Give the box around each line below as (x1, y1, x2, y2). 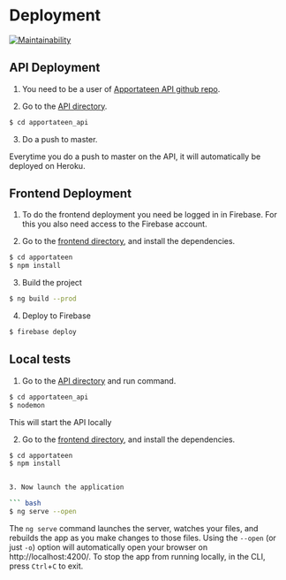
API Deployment (9, 60, 101, 75)
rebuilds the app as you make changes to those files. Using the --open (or (9, 532, 276, 543)
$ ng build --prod (9, 294, 77, 303)
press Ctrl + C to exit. (9, 561, 84, 571)
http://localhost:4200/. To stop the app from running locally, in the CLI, (9, 551, 267, 561)
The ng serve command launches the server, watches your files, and (9, 523, 259, 533)
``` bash (9, 499, 41, 508)
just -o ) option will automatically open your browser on (9, 541, 208, 553)
